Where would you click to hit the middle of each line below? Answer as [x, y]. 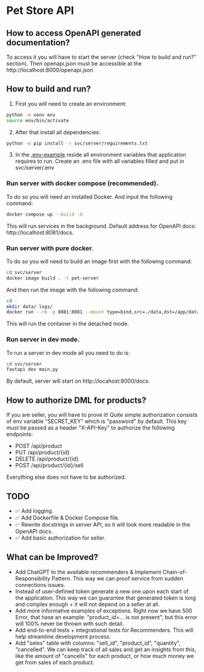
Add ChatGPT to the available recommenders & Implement [88, 572]
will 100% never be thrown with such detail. [70, 623]
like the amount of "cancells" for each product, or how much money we [104, 656]
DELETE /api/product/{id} [47, 459]
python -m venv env [31, 115]
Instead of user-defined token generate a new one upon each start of [102, 591]
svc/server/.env [35, 168]
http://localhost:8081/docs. [40, 232]
